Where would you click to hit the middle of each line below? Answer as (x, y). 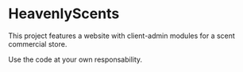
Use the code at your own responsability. (75, 59)
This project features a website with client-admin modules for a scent (122, 36)
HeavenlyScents (64, 14)
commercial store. (38, 44)
